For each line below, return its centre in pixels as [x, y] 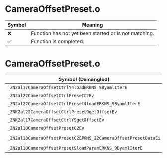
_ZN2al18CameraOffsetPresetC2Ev [46, 128]
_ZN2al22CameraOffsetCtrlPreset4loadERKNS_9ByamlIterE [74, 104]
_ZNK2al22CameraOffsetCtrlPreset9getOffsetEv [62, 112]
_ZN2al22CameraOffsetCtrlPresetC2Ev [51, 96]
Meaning [92, 25]
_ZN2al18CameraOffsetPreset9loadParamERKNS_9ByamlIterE [75, 148]
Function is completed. [57, 41]
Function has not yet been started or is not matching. [92, 33]
